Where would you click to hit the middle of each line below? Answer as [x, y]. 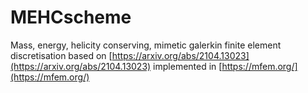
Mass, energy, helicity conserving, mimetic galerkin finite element [146, 45]
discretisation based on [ [61, 55]
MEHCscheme [71, 17]
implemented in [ [188, 66]
